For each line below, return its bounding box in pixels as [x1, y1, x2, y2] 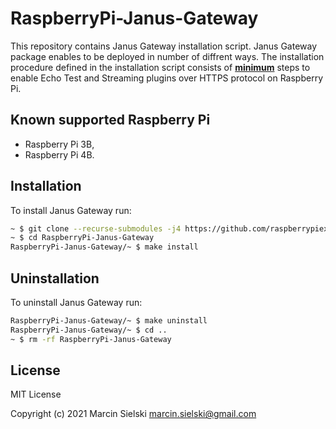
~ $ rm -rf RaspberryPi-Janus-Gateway [10, 334, 172, 344]
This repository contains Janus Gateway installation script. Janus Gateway [10, 40, 318, 52]
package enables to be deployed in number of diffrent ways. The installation [10, 50, 325, 62]
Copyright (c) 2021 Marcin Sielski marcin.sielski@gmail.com [10, 408, 257, 420]
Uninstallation [10, 270, 100, 287]
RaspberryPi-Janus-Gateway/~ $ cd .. [10, 325, 168, 335]
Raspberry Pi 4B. [24, 148, 95, 161]
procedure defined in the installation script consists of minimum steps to [10, 61, 311, 73]
